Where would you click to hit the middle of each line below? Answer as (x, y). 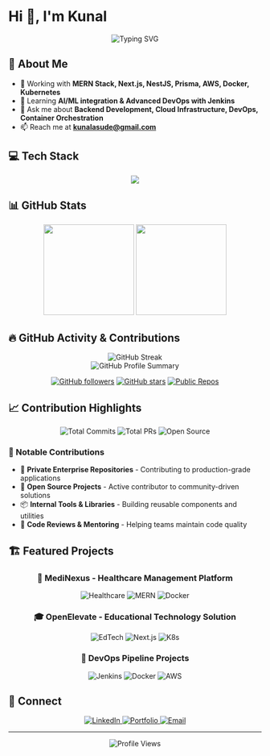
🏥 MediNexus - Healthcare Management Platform (135, 578)
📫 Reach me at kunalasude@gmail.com (88, 127)
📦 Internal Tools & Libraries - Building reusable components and (128, 505)
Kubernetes (40, 92)
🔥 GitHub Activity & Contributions (94, 338)
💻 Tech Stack (44, 156)
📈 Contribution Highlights (75, 407)
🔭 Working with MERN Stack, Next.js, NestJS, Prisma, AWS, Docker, (135, 83)
